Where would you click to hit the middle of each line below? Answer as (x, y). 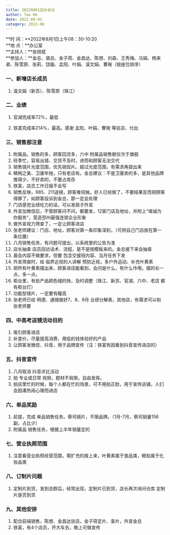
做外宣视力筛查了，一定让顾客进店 (49, 224)
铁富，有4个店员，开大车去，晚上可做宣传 (57, 527)
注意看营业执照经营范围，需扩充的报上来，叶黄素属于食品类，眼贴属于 (86, 456)
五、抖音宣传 (22, 359)
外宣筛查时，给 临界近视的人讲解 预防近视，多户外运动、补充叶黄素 (83, 262)
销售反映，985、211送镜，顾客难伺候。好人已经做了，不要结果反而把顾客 (89, 192)
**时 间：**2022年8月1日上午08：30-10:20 (52, 39)
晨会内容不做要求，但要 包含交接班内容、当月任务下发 (69, 256)
